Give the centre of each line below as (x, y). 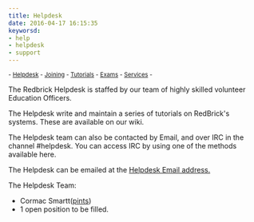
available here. (32, 154)
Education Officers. (40, 98)
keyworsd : (25, 30)
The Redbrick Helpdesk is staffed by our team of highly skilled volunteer (127, 89)
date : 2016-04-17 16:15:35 (53, 23)
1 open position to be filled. (64, 209)
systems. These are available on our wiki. (76, 122)
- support (25, 53)
